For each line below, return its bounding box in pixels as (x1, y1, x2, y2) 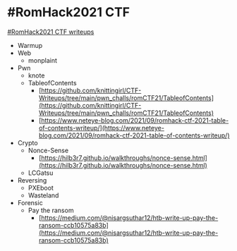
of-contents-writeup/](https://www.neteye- (38, 123, 164, 132)
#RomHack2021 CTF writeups (7, 27, 95, 36)
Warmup (17, 41, 43, 49)
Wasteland (28, 191, 59, 200)
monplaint (28, 56, 58, 64)
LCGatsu (28, 169, 54, 177)
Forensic (17, 198, 44, 207)
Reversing (17, 176, 47, 184)
